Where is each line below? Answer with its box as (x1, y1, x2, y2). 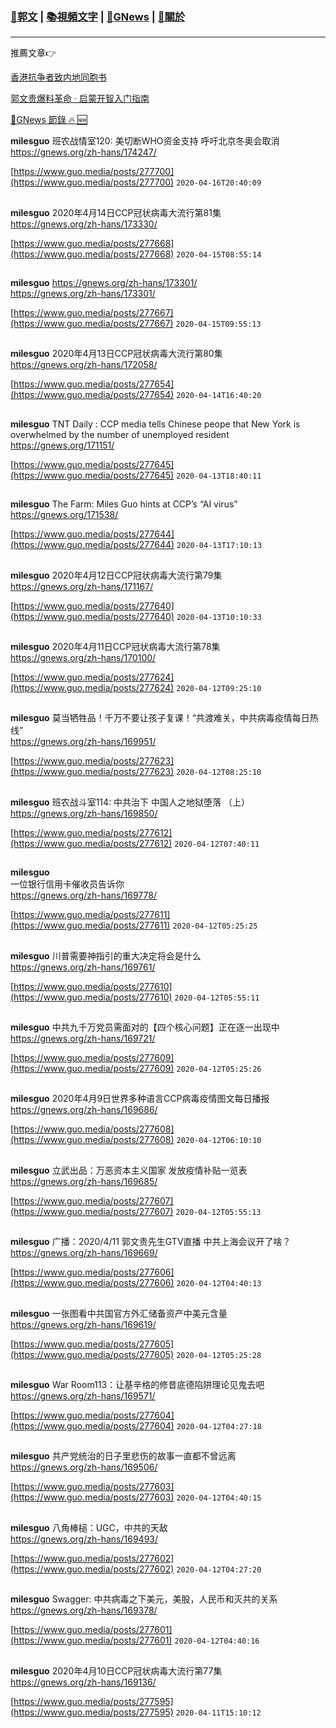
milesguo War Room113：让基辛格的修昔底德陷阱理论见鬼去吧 (10, 1378, 265, 1390)
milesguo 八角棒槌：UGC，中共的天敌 (10, 1521, 168, 1533)
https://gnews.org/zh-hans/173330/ (10, 218, 158, 230)
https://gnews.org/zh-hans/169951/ (10, 736, 157, 748)
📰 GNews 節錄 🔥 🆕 (10, 114, 88, 126)
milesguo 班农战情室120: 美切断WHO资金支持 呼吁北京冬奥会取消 (10, 135, 280, 147)
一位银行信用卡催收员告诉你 (10, 878, 125, 890)
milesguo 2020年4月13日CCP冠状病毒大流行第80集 (10, 348, 223, 360)
